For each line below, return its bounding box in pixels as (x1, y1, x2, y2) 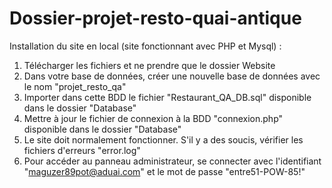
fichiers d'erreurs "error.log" (23, 144, 141, 156)
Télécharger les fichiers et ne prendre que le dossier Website (23, 59, 276, 71)
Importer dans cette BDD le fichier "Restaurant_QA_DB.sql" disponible (23, 91, 312, 103)
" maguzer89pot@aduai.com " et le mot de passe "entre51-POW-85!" (23, 165, 306, 177)
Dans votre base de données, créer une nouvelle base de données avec (23, 70, 321, 82)
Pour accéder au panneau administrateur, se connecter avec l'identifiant (23, 155, 322, 167)
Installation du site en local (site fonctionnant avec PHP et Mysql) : (9, 40, 282, 52)
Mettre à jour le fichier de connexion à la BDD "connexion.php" (23, 112, 284, 124)
